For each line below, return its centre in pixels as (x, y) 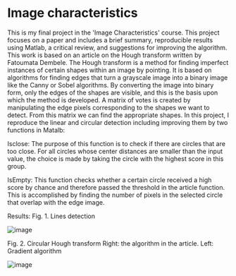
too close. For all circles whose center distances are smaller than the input (115, 151)
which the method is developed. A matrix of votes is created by (99, 100)
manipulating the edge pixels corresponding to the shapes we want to (108, 107)
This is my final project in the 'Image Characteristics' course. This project (113, 32)
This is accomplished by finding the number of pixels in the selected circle (115, 195)
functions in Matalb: (36, 130)
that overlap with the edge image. (56, 202)
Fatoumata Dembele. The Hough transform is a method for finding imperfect (118, 62)
